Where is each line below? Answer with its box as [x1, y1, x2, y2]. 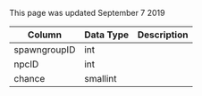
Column [27, 28, 63, 41]
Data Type [84, 28, 130, 41]
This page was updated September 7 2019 [9, 8, 165, 18]
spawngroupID [13, 44, 76, 56]
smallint [84, 73, 117, 84]
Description [137, 28, 189, 41]
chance [13, 73, 46, 84]
